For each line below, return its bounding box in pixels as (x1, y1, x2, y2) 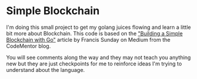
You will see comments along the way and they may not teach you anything (6, 54, 191, 61)
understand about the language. (6, 66, 85, 73)
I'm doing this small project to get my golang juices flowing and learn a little (6, 24, 192, 31)
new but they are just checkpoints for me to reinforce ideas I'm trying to (6, 60, 182, 67)
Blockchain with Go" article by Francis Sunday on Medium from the (6, 36, 171, 43)
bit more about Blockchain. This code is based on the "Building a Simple (6, 29, 183, 37)
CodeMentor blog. (6, 42, 51, 50)
